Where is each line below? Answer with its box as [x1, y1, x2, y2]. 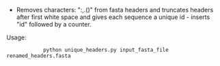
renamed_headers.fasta [6, 52, 71, 59]
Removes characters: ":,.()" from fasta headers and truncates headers [16, 6, 214, 14]
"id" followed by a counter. [16, 20, 92, 28]
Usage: [6, 33, 27, 42]
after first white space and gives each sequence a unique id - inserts [16, 13, 210, 21]
